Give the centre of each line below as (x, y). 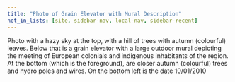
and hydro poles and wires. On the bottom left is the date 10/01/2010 (107, 71)
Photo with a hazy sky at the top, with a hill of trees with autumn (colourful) (117, 40)
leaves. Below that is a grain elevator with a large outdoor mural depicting (114, 48)
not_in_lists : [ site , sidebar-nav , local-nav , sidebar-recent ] (103, 20)
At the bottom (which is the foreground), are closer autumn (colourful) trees (117, 63)
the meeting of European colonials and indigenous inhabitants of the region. (118, 55)
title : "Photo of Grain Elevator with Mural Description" (94, 14)
